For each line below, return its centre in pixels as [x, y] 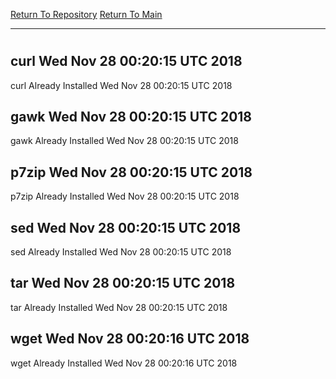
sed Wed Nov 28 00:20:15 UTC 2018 [126, 227]
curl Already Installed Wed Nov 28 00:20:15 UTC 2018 [121, 85]
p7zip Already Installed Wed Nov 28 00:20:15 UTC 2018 [125, 196]
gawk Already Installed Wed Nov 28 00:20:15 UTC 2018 [124, 141]
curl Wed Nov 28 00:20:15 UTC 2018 [126, 61]
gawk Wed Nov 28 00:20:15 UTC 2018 [131, 117]
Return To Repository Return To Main [86, 14]
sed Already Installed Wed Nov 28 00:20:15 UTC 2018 [121, 252]
